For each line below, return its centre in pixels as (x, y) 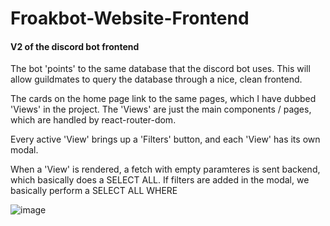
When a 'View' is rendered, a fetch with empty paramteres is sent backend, (165, 169)
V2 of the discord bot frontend (75, 46)
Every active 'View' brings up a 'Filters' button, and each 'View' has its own (165, 139)
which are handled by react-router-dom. (93, 120)
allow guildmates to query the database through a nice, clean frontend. (156, 79)
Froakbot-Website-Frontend (130, 18)
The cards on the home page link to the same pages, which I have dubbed (163, 99)
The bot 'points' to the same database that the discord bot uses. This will (160, 69)
